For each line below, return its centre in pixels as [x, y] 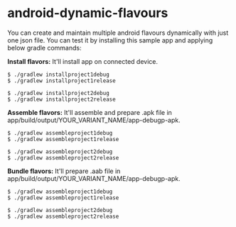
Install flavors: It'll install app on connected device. [83, 61]
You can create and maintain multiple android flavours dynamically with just [118, 33]
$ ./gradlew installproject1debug [59, 74]
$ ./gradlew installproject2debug [59, 93]
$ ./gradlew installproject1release [61, 81]
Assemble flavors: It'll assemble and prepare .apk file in [90, 112]
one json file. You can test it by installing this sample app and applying [110, 40]
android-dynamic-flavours [88, 13]
